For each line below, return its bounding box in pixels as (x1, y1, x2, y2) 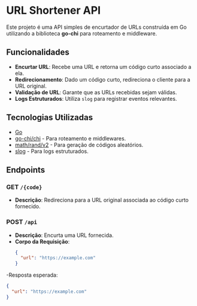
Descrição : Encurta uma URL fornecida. (14, 232, 114, 239)
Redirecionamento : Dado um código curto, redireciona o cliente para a (14, 76, 190, 83)
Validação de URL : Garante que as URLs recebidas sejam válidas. (14, 88, 177, 96)
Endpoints (6, 164, 46, 175)
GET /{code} (6, 182, 43, 191)
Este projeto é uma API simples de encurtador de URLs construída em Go (6, 23, 187, 31)
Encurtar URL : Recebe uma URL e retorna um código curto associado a (14, 63, 192, 70)
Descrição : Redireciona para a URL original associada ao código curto (14, 196, 189, 204)
